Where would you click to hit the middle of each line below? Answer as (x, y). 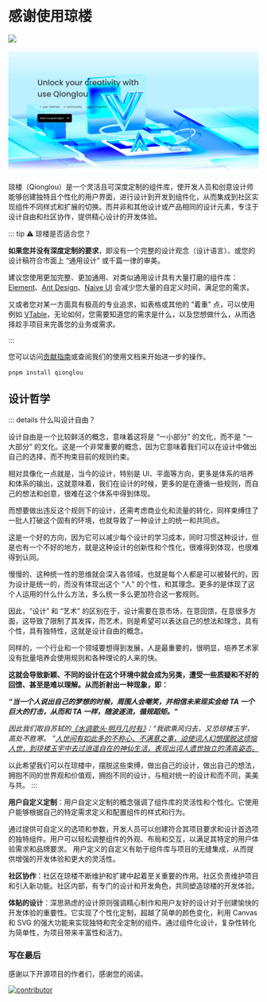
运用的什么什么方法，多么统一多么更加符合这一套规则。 (112, 593)
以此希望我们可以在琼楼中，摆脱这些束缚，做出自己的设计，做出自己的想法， (133, 765)
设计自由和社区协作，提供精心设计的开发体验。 (85, 217)
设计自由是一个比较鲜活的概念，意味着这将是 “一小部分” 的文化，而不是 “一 (131, 436)
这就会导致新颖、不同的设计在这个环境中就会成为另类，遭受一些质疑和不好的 (133, 675)
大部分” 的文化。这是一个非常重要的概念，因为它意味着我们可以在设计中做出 (133, 446)
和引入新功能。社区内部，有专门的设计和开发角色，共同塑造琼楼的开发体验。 (133, 886)
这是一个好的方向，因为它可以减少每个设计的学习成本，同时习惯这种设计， (130, 537)
